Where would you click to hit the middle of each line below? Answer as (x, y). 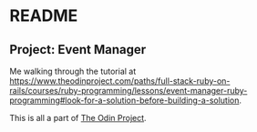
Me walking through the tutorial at (73, 71)
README (44, 16)
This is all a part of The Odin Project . (78, 118)
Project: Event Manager (78, 50)
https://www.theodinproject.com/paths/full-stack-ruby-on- (120, 81)
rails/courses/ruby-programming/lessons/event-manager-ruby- (128, 91)
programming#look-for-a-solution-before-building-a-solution (124, 100)
